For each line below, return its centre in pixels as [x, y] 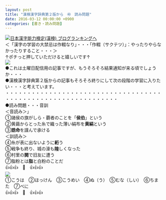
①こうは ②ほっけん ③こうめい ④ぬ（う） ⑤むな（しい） [72, 180]
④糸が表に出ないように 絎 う [34, 142]
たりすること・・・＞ [35, 51]
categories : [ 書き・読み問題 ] [34, 24]
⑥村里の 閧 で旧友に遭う [30, 155]
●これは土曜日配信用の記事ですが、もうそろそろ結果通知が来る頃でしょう [81, 68]
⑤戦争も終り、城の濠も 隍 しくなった [43, 149]
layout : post [19, 10]
